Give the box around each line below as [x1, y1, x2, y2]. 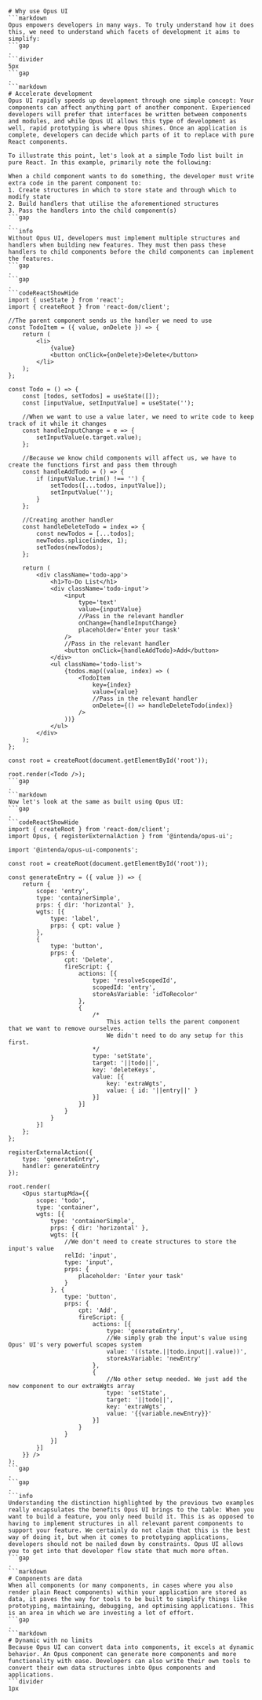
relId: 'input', [64, 1251, 118, 1259]
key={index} [92, 681, 132, 689]
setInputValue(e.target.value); [36, 434, 143, 441]
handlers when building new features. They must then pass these [8, 241, 226, 249]
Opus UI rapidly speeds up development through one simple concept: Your [8, 97, 255, 104]
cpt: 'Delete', [64, 956, 114, 964]
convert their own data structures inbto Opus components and [8, 1664, 216, 1672]
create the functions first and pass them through [8, 461, 177, 469]
